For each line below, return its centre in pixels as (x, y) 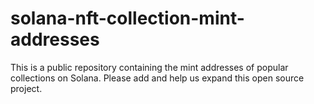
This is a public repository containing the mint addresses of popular (149, 67)
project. (26, 88)
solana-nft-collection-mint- (127, 18)
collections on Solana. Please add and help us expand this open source (157, 78)
